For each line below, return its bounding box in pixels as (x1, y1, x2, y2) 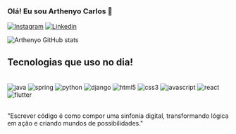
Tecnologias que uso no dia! (7, 56, 134, 68)
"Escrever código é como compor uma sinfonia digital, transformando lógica (7, 112, 229, 120)
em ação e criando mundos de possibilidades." (7, 119, 144, 127)
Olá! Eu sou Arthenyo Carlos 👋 (7, 6, 113, 16)
